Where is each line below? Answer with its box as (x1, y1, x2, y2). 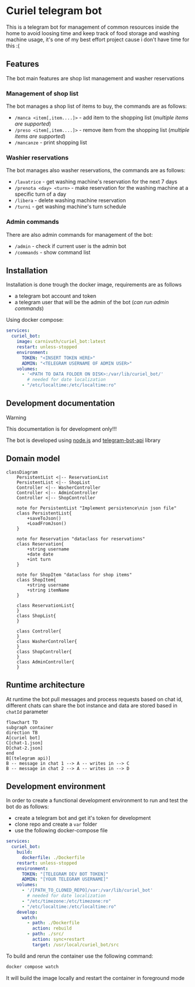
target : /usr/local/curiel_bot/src (32, 942, 119, 948)
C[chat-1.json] (6, 740, 43, 746)
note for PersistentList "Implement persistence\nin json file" (16, 505, 177, 511)
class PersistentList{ (16, 510, 72, 516)
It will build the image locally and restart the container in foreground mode (6, 974, 185, 981)
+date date (27, 551, 54, 557)
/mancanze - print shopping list (14, 139, 87, 146)
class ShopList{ (16, 612, 57, 619)
